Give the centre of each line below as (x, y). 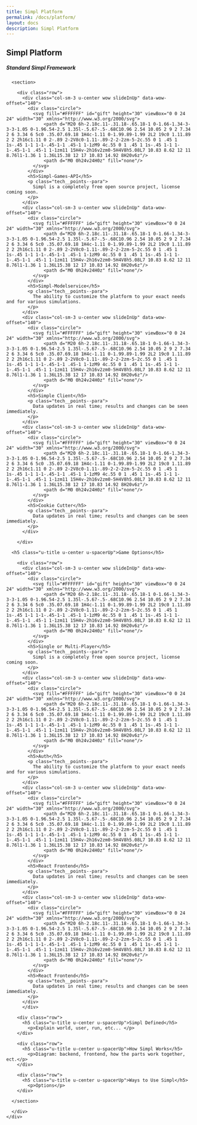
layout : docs (22, 23)
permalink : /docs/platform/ (41, 17)
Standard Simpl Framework (41, 68)
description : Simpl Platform (42, 28)
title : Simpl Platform (34, 12)
